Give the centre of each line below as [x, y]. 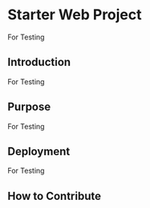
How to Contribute [55, 196]
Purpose [29, 107]
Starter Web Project [75, 15]
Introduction [39, 62]
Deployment [39, 151]
